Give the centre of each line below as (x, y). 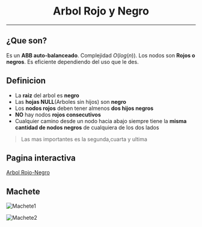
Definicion (26, 81)
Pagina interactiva (41, 158)
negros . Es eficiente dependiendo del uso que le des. (73, 62)
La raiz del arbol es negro (47, 95)
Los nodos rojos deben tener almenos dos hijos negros (84, 108)
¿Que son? (27, 41)
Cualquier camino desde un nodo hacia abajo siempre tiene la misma (101, 121)
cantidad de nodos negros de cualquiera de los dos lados (87, 127)
